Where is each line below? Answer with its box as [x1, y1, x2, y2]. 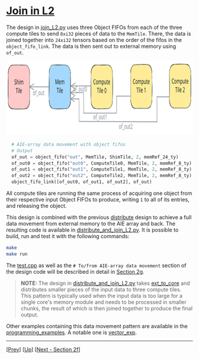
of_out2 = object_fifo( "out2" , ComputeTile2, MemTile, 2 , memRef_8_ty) [11, 173, 192, 179]
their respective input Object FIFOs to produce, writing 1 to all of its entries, [6, 196, 190, 203]
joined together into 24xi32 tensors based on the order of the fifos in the [6, 36, 182, 43]
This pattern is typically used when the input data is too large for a [20, 292, 182, 299]
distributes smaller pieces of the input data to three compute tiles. [20, 286, 182, 293]
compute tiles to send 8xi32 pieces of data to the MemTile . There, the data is [6, 30, 191, 37]
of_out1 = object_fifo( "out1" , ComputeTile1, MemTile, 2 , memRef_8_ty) [11, 166, 192, 172]
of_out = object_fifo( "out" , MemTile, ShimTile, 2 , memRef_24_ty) [11, 154, 179, 160]
